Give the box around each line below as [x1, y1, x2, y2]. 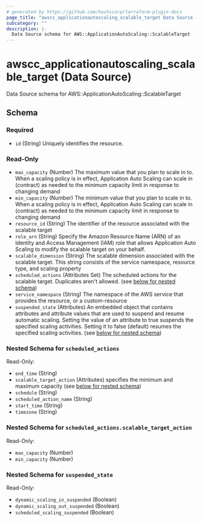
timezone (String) [14, 408, 57, 416]
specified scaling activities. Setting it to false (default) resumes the [14, 323, 181, 330]
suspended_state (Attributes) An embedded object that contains [14, 304, 173, 311]
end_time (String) [14, 370, 57, 377]
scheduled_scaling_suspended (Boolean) [14, 509, 115, 516]
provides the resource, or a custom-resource [14, 297, 127, 304]
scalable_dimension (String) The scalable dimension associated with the [14, 252, 195, 259]
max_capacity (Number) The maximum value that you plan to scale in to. [14, 169, 194, 176]
